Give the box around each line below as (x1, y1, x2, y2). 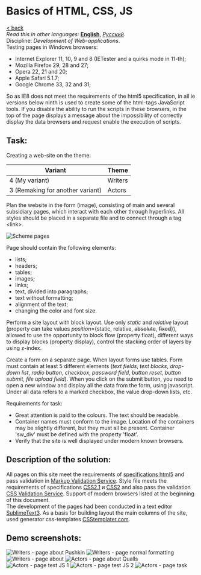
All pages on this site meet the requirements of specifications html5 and (6, 471, 185, 478)
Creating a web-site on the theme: (6, 151, 91, 159)
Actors (107, 186, 126, 194)
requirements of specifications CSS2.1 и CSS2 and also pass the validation (6, 483, 191, 491)
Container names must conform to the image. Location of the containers (14, 418, 194, 425)
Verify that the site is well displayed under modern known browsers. (14, 437, 184, 444)
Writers (107, 176, 128, 185)
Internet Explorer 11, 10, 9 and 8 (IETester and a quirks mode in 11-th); (14, 55, 187, 62)
